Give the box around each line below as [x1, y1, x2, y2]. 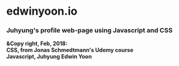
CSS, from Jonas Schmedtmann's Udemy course [6, 46, 134, 54]
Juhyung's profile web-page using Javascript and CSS [6, 26, 173, 35]
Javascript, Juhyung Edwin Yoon [6, 53, 92, 61]
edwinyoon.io [6, 4, 78, 18]
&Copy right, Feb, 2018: [6, 40, 68, 47]
